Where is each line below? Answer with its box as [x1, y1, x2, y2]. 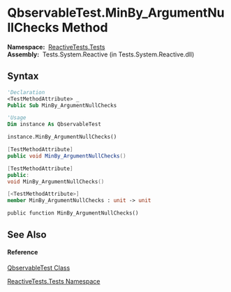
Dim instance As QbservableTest [7, 121, 101, 128]
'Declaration [7, 89, 45, 95]
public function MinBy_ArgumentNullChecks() [7, 210, 139, 217]
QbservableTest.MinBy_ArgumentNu [7, 5, 225, 21]
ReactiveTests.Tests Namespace [7, 277, 100, 285]
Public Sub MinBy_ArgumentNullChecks [7, 102, 117, 109]
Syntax [7, 70, 39, 82]
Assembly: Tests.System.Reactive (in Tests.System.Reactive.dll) [7, 50, 195, 59]
